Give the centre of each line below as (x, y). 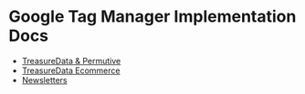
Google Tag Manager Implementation (152, 17)
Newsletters (44, 80)
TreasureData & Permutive (71, 61)
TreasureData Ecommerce (71, 70)
